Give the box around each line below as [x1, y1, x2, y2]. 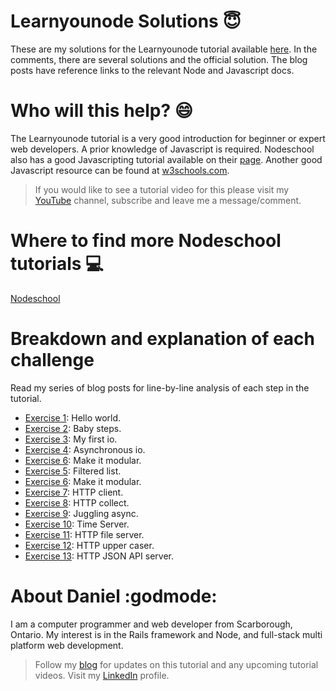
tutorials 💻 [10, 253, 104, 275]
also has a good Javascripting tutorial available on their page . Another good [10, 153, 323, 165]
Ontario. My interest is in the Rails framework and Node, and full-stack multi [10, 628, 323, 640]
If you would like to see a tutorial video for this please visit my [34, 183, 290, 195]
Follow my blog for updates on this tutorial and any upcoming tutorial [34, 658, 319, 670]
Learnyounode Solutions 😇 [10, 10, 242, 33]
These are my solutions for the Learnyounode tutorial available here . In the [10, 43, 318, 55]
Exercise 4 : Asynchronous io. [24, 443, 146, 455]
